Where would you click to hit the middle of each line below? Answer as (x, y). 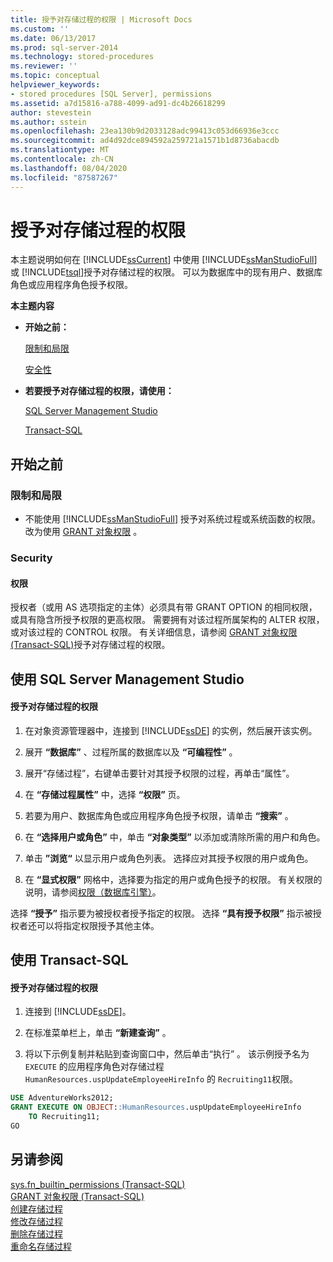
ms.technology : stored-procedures (82, 57)
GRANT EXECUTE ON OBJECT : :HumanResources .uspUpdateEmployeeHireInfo (156, 1107)
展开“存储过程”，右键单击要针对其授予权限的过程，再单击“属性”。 (159, 773)
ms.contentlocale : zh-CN (62, 159)
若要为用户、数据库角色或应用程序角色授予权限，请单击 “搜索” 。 (159, 815)
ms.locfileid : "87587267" (64, 177)
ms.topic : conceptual (55, 76)
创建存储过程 (36, 1208)
